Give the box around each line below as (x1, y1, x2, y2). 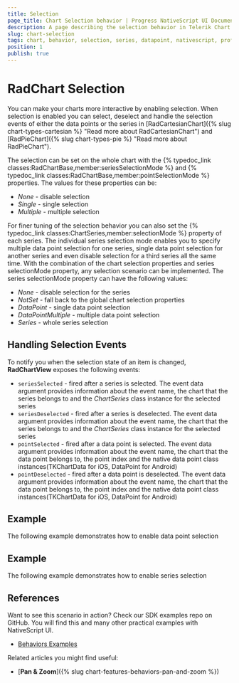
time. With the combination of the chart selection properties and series (7, 259, 215, 268)
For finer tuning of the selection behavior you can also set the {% (7, 221, 198, 230)
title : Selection (7, 10, 59, 18)
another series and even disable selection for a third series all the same (7, 251, 217, 260)
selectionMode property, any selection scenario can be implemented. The (7, 266, 224, 275)
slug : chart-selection (7, 30, 75, 38)
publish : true (7, 51, 50, 58)
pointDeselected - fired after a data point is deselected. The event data (17, 470, 226, 478)
